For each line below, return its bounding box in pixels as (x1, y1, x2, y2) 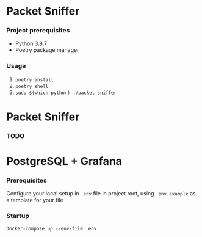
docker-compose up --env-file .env (6, 225, 97, 232)
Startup (6, 212, 29, 221)
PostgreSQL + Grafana (6, 155, 122, 169)
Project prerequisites (6, 26, 70, 35)
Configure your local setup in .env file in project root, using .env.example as (6, 190, 197, 197)
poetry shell (15, 83, 49, 89)
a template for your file (6, 197, 64, 204)
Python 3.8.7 (15, 40, 48, 47)
